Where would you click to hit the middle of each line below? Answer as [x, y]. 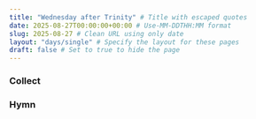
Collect [25, 81]
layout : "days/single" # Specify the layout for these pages [124, 42]
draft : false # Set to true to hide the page [94, 50]
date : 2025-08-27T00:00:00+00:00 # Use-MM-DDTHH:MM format [120, 26]
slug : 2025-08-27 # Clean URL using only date [97, 33]
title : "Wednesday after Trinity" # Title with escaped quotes [128, 17]
